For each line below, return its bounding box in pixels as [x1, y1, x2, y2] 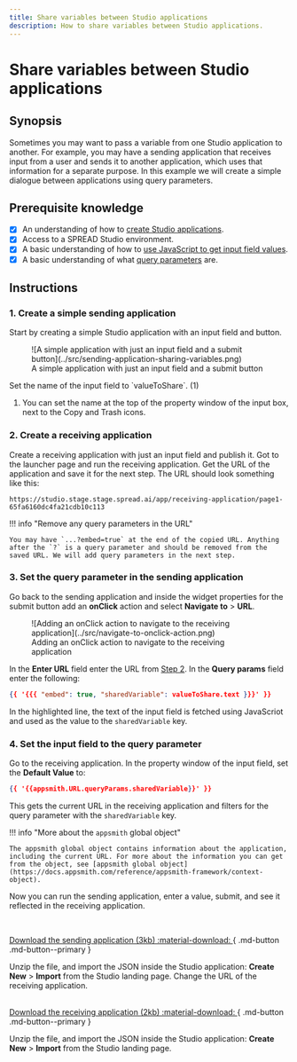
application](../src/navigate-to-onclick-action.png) [31, 627, 215, 638]
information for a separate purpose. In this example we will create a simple [9, 165, 282, 176]
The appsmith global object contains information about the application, [9, 844, 288, 853]
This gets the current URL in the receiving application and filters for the [9, 800, 269, 811]
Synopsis [9, 114, 62, 129]
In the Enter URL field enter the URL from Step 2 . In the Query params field [9, 663, 284, 674]
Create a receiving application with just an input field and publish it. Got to [9, 449, 279, 460]
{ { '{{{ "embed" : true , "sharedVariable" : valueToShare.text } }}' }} [9, 689, 272, 699]
